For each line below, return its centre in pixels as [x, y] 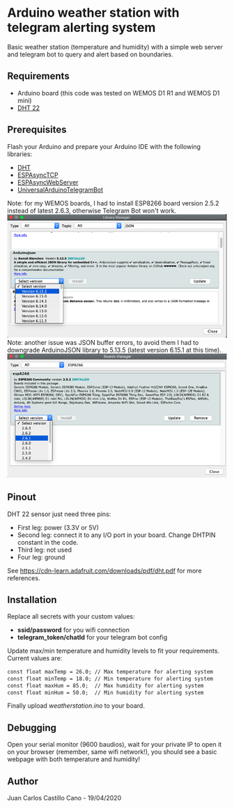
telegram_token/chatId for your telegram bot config [92, 637]
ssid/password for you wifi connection [73, 630]
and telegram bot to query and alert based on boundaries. [90, 54]
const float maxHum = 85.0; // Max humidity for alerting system [106, 686]
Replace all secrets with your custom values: [71, 616]
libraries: [20, 154]
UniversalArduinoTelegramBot [60, 189]
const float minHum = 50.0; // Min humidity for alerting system [106, 693]
